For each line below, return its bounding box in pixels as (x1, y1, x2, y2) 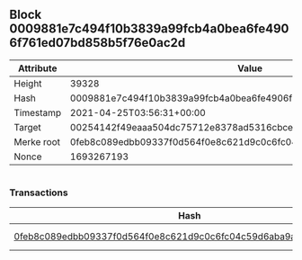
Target (13, 121, 42, 133)
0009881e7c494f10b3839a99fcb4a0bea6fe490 (9, 22, 289, 37)
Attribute (17, 62, 58, 75)
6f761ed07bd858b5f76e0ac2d (9, 35, 186, 50)
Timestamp (13, 106, 62, 119)
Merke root (13, 135, 61, 148)
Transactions (9, 186, 69, 199)
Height (13, 76, 42, 89)
